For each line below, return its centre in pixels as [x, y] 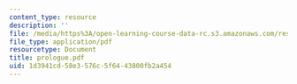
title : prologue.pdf [47, 58]
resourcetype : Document [53, 50]
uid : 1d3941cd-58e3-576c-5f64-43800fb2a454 [91, 66]
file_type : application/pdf [61, 42]
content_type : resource [53, 17]
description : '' [39, 25]
